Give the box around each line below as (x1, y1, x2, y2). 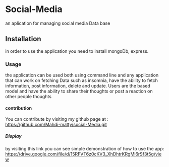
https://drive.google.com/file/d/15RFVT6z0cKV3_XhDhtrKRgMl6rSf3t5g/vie (5, 151, 162, 157)
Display (5, 133, 22, 139)
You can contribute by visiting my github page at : (5, 116, 108, 122)
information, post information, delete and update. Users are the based (5, 83, 150, 89)
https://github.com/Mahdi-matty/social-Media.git (5, 122, 107, 128)
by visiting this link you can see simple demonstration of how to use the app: (5, 146, 164, 152)
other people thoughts (5, 94, 52, 100)
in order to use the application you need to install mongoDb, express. (5, 48, 149, 54)
